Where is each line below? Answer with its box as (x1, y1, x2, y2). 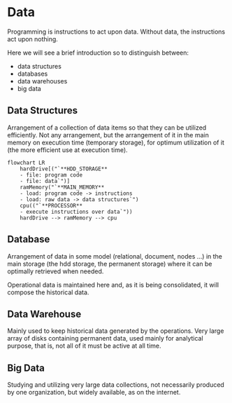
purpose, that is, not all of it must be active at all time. (7, 341, 162, 350)
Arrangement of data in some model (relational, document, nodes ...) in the (7, 252, 222, 260)
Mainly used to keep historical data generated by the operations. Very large (7, 327, 224, 335)
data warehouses (17, 76, 68, 85)
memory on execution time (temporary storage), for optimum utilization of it (7, 138, 225, 146)
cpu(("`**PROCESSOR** (20, 202, 82, 209)
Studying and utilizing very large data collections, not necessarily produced (7, 381, 225, 389)
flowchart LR (7, 159, 45, 166)
